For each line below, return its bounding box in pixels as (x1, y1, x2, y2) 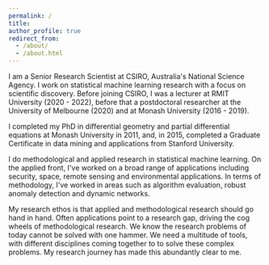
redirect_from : (8, 34, 60, 43)
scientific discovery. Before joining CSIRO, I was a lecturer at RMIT (8, 89, 229, 98)
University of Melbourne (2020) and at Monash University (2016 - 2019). (8, 106, 250, 116)
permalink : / (8, 11, 53, 20)
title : (8, 19, 31, 27)
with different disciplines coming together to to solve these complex (8, 239, 234, 248)
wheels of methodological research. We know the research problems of (8, 221, 246, 231)
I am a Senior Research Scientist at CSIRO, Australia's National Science (8, 72, 245, 81)
